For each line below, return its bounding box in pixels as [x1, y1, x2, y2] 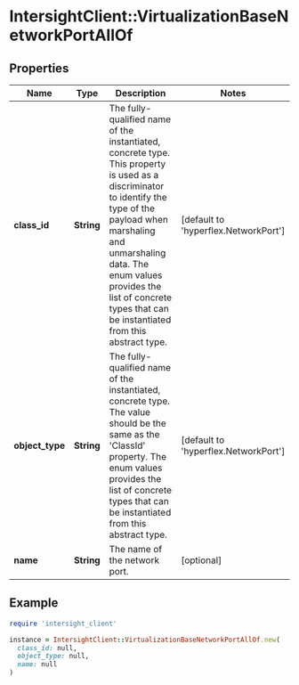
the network [109, 554, 160, 567]
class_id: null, [17, 643, 77, 652]
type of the [109, 202, 156, 215]
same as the [109, 428, 160, 440]
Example [9, 595, 59, 611]
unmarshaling [109, 247, 166, 259]
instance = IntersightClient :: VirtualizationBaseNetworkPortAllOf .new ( [9, 635, 280, 644]
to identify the [109, 192, 167, 203]
